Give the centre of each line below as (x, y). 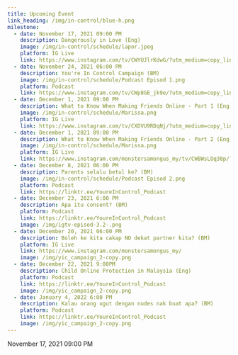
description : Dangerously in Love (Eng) (80, 40)
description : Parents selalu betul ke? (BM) (87, 172)
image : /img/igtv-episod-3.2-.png (71, 225)
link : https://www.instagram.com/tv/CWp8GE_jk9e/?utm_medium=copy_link (128, 93)
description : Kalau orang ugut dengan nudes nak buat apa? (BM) (117, 304)
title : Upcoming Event (41, 14)
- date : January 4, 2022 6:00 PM (63, 297)
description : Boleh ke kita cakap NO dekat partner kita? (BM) (115, 238)
